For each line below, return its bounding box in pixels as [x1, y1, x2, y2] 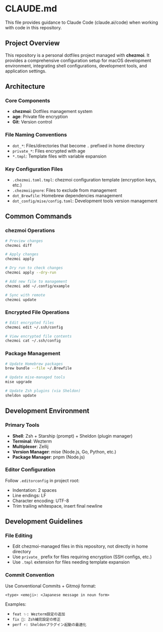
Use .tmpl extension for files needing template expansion [12, 559, 130, 565]
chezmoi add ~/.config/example [5, 284, 70, 288]
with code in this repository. [5, 24, 62, 30]
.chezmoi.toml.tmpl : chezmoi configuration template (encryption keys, [12, 177, 157, 183]
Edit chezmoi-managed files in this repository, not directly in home [12, 543, 148, 549]
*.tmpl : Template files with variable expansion [12, 153, 107, 159]
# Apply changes [5, 252, 39, 257]
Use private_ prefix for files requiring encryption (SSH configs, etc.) [12, 554, 152, 560]
